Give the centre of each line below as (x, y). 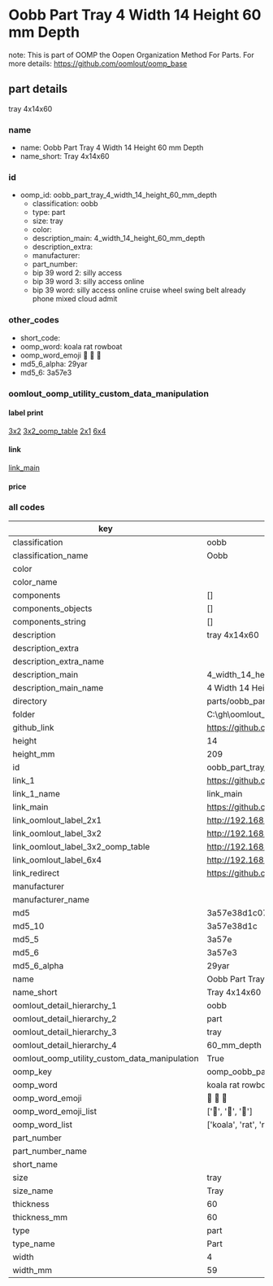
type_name (34, 1244)
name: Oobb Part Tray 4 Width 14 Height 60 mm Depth (112, 147)
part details (38, 89)
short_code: (40, 338)
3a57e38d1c (232, 926)
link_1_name (37, 793)
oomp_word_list (43, 1124)
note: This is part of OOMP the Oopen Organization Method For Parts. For (131, 55)
